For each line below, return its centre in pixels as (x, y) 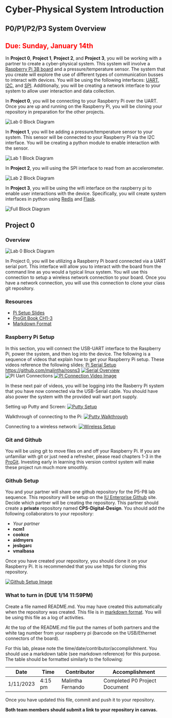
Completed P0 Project (130, 680)
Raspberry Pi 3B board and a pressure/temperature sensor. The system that (85, 69)
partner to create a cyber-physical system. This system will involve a (78, 64)
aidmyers (23, 540)
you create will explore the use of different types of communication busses (84, 75)
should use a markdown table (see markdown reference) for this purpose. (83, 654)
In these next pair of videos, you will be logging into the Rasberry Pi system (85, 385)
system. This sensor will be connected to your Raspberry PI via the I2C (80, 137)
